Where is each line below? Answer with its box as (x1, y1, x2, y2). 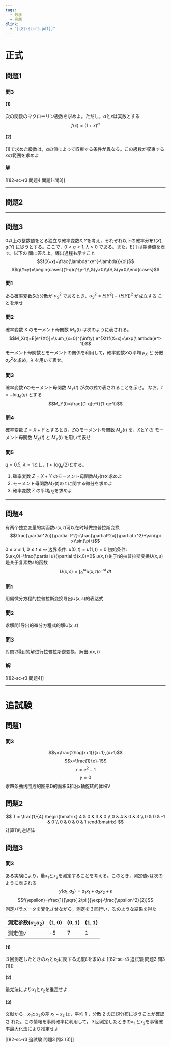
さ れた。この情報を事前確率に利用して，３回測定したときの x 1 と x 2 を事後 (5, 1019, 159, 1026)
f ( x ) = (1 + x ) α (71, 121, 100, 128)
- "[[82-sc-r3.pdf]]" (10, 26, 56, 32)
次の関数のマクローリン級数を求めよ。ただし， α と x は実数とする (5, 113, 140, 119)
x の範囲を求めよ (5, 152, 39, 158)
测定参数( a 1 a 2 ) (8, 919, 44, 927)
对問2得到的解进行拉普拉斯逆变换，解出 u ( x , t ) (5, 649, 100, 655)
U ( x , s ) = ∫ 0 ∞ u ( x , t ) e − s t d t (59, 567, 112, 575)
